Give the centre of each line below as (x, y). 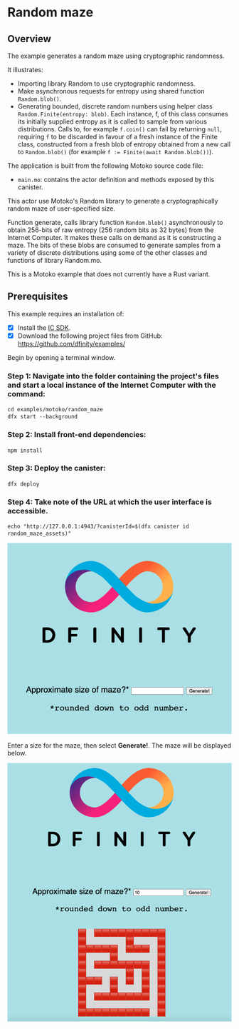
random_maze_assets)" (39, 534)
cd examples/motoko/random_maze (55, 410)
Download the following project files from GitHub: (90, 336)
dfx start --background (43, 417)
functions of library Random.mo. (55, 260)
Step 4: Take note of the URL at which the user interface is (110, 502)
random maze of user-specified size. (62, 209)
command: (26, 393)
